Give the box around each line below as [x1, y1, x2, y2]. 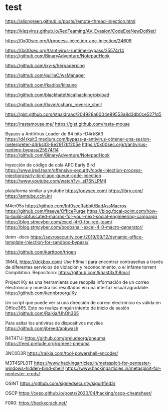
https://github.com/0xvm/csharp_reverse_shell [5, 101, 102, 107]
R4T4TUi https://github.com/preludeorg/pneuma [5, 335, 106, 341]
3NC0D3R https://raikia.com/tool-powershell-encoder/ [5, 350, 118, 356]
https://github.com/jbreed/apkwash [5, 325, 79, 331]
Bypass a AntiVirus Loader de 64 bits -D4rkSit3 [5, 130, 104, 137]
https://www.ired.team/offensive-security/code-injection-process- [5, 167, 143, 173]
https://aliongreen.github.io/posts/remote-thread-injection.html [5, 18, 136, 24]
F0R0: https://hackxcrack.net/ [5, 399, 67, 406]
